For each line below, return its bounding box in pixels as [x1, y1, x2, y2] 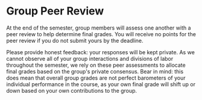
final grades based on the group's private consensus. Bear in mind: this [6, 67, 184, 75]
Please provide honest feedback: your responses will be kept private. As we [6, 48, 195, 55]
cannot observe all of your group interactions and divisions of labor [6, 55, 174, 62]
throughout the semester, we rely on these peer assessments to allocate [6, 61, 186, 69]
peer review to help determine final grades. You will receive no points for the [6, 30, 196, 37]
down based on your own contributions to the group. [6, 87, 137, 94]
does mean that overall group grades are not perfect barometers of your [6, 74, 186, 81]
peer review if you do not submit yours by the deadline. [6, 37, 144, 44]
